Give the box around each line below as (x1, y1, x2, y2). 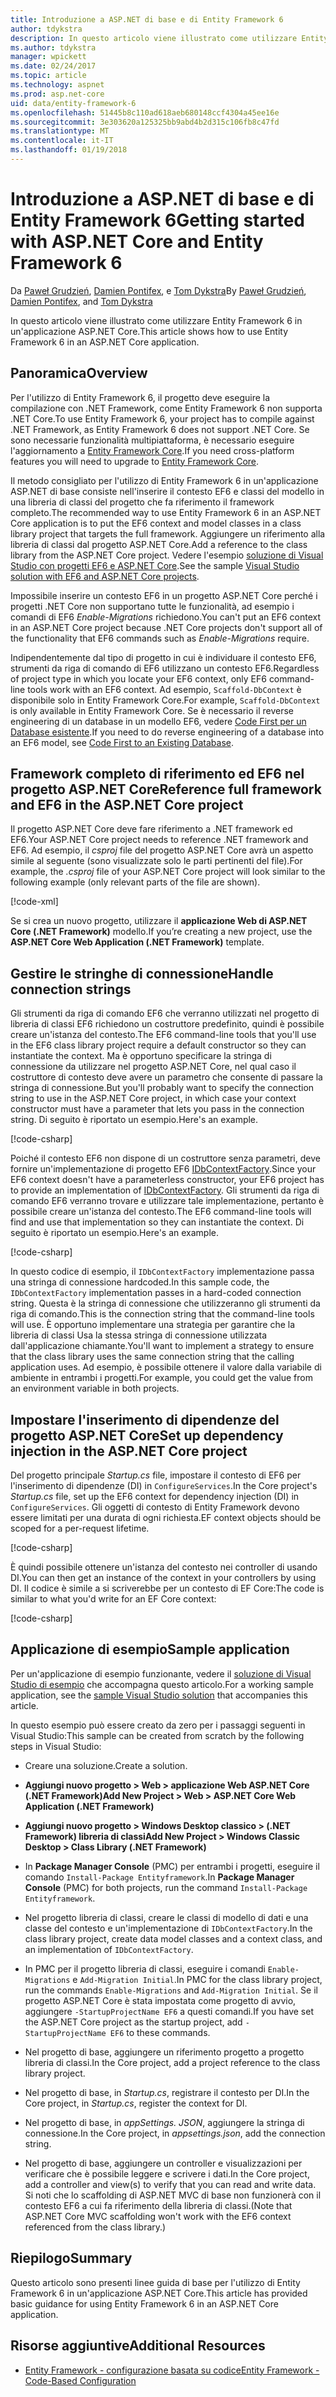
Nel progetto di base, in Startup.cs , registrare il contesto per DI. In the (24, 2086, 310, 2098)
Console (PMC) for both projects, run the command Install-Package (24, 1881, 308, 1893)
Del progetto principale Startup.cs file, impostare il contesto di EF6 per (10, 1469, 302, 1481)
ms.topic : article (10, 71, 87, 81)
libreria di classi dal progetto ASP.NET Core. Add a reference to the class (10, 538, 308, 550)
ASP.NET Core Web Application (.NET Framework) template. (10, 936, 265, 948)
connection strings (10, 981, 132, 998)
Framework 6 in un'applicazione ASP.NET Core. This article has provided (10, 2287, 308, 2299)
